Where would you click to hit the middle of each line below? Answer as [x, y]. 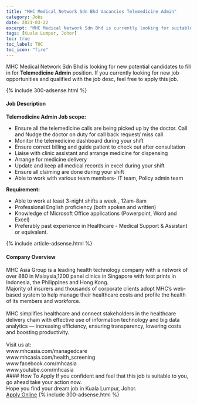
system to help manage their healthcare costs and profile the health [104, 295]
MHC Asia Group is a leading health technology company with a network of [97, 270]
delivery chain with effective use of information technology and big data [93, 320]
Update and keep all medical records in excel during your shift [89, 166]
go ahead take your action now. [44, 382]
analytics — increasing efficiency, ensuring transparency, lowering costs [94, 326]
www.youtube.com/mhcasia [40, 370]
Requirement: [23, 189]
